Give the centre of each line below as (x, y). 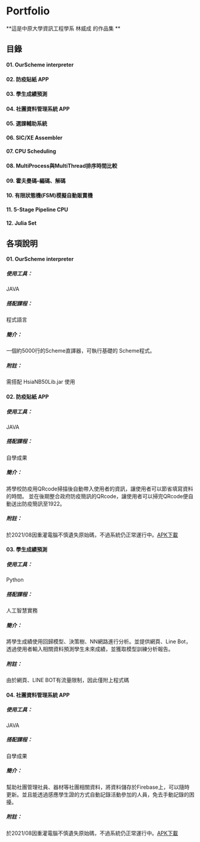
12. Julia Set (21, 223)
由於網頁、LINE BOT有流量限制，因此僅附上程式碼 (68, 680)
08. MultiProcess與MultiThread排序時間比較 (62, 166)
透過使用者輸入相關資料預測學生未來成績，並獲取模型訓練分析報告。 (90, 649)
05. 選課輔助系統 (27, 123)
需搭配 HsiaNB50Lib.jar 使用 (41, 382)
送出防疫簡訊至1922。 (38, 504)
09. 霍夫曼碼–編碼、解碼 (36, 180)
